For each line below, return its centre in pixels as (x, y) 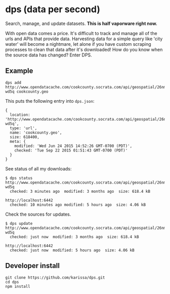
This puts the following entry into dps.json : (50, 101)
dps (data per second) (53, 9)
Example (19, 71)
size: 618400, (25, 137)
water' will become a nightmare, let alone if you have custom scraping (78, 44)
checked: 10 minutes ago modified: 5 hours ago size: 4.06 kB (78, 204)
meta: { (18, 141)
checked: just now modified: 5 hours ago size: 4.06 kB (72, 250)
